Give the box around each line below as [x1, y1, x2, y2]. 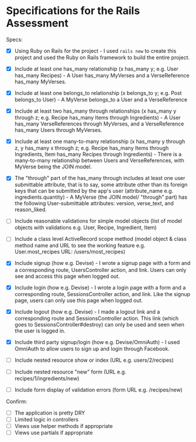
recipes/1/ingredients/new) [14, 375, 80, 382]
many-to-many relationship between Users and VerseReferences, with [14, 157, 184, 164]
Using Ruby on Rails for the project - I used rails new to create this [14, 47, 177, 54]
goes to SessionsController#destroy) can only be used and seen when [14, 321, 185, 328]
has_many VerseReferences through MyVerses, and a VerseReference [14, 120, 184, 127]
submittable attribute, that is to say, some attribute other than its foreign [14, 181, 188, 188]
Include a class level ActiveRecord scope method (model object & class [14, 236, 187, 243]
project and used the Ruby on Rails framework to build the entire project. [14, 54, 190, 61]
